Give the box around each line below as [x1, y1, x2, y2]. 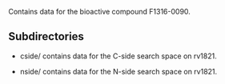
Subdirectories [8, 30, 84, 43]
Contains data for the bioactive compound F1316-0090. [8, 7, 191, 16]
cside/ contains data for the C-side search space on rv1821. [19, 51, 218, 61]
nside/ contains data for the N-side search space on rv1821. [19, 66, 218, 76]
